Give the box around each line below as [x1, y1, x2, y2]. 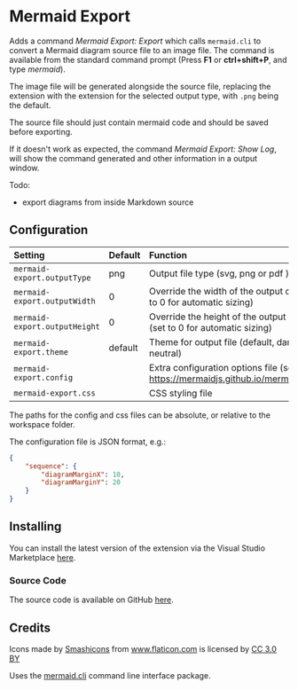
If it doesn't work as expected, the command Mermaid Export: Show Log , [9, 144, 277, 154]
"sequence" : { [25, 461, 77, 471]
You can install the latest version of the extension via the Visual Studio [9, 543, 266, 553]
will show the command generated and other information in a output [9, 153, 258, 163]
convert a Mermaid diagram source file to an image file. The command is [9, 44, 275, 55]
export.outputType [13, 272, 91, 283]
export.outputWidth [13, 295, 96, 306]
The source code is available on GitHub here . [9, 594, 175, 605]
